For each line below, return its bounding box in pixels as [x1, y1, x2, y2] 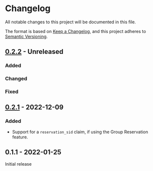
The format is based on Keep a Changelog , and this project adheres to [5, 28, 146, 34]
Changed [5, 75, 28, 82]
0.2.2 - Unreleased [5, 48, 63, 56]
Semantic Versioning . [5, 34, 48, 39]
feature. [12, 134, 28, 140]
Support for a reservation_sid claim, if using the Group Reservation [12, 129, 149, 135]
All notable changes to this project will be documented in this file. [5, 19, 136, 25]
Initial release [5, 161, 32, 167]
